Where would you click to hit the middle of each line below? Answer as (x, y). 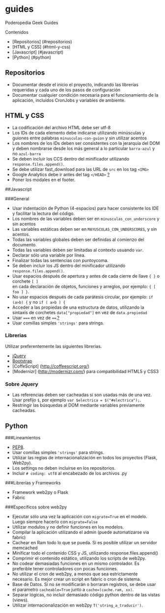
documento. (24, 244)
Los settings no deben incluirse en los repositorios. (64, 468)
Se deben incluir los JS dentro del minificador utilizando (69, 266)
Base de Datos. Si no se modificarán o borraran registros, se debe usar (84, 584)
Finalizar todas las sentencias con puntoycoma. (60, 260)
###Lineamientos (23, 437)
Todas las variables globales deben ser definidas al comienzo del (78, 240)
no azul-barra (26, 154)
